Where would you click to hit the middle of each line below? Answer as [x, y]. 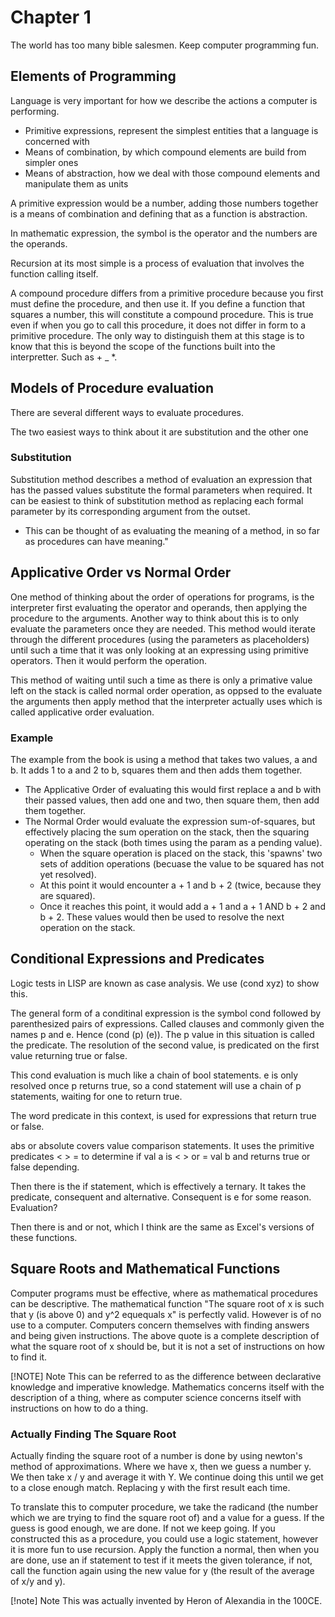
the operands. [39, 243]
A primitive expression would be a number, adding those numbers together [164, 203]
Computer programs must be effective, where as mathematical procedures [164, 1293]
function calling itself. [54, 273]
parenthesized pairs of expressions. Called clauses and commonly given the [167, 1023]
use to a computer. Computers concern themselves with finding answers [160, 1325]
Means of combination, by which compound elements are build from [165, 152]
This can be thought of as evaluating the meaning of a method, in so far [172, 530]
